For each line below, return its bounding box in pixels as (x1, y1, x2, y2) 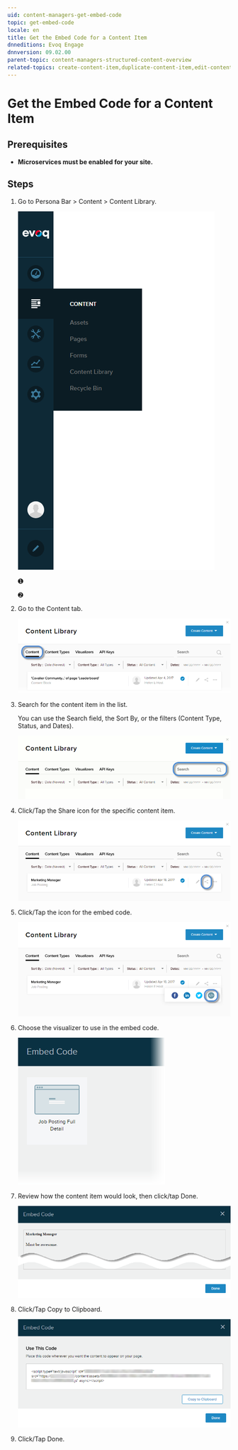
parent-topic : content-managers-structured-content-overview (7, 57, 192, 64)
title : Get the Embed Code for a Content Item (7, 34, 147, 41)
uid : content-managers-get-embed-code (7, 11, 122, 18)
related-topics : (7, 64, 55, 71)
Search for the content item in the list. (17, 700, 128, 708)
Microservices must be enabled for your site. (17, 157, 154, 166)
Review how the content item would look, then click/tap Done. (17, 1191, 198, 1200)
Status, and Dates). (17, 721, 74, 730)
